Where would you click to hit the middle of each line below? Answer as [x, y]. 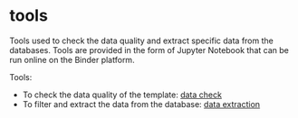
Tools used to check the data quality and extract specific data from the [141, 41]
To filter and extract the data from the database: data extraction [141, 104]
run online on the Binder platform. [72, 59]
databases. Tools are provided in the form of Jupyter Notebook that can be [149, 50]
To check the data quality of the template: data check [122, 95]
